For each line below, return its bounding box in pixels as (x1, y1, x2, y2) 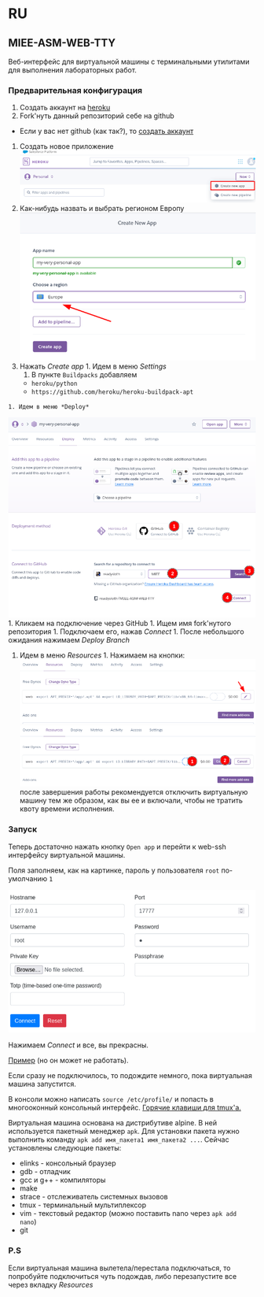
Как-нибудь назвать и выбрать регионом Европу (19, 204, 185, 213)
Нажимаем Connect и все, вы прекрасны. (8, 1040, 149, 1050)
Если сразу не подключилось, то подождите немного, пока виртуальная (8, 1071, 253, 1080)
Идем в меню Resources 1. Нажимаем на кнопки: (19, 650, 185, 660)
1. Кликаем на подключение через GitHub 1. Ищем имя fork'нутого (8, 619, 232, 628)
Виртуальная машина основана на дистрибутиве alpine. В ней (8, 1118, 218, 1128)
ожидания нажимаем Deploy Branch (8, 636, 130, 645)
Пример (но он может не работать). (8, 1056, 129, 1065)
